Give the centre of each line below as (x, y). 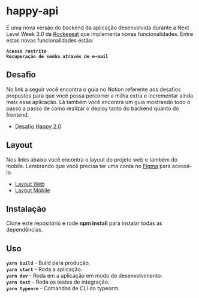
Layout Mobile (32, 190)
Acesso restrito (26, 51)
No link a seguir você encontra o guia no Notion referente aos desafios (94, 89)
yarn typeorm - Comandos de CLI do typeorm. (63, 288)
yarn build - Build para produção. (48, 263)
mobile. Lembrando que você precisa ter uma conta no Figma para (88, 166)
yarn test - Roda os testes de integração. (58, 282)
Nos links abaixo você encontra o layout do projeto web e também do (92, 159)
